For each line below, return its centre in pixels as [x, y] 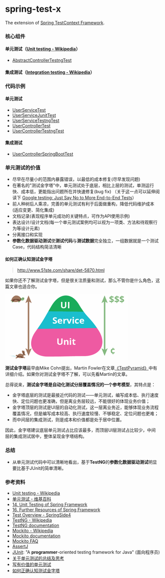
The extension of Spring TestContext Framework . [55, 23]
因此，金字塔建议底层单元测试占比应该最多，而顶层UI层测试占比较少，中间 [81, 430]
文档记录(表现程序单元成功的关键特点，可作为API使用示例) [71, 216]
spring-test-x [33, 9]
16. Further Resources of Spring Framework [56, 510]
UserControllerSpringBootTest [43, 154]
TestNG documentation [36, 525]
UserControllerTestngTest [38, 131]
